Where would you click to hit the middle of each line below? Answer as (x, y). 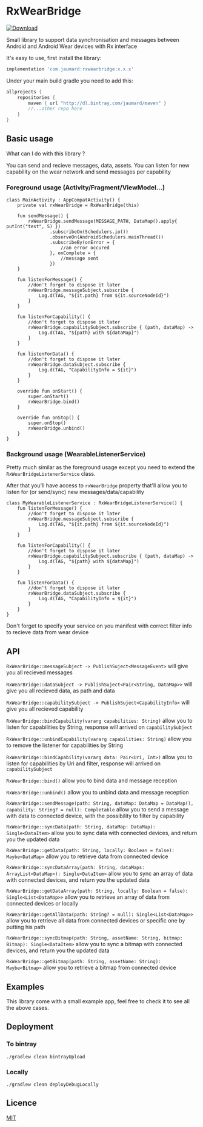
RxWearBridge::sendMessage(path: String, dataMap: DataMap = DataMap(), (100, 804)
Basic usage (30, 139)
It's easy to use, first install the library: (54, 58)
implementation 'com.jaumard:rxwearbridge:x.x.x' (70, 69)
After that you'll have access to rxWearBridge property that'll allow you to (97, 486)
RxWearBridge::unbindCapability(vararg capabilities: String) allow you (99, 739)
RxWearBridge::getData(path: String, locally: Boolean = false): (90, 851)
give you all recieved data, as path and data (61, 691)
